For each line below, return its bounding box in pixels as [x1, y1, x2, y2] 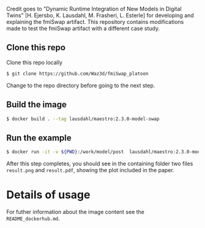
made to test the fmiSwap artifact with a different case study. [6, 25, 160, 32]
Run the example [6, 132, 72, 143]
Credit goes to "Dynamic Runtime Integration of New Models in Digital [6, 6, 182, 12]
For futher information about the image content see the [6, 208, 145, 215]
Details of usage [6, 188, 90, 202]
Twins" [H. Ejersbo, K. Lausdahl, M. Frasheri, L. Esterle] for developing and [6, 12, 194, 19]
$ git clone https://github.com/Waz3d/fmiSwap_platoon [6, 70, 149, 77]
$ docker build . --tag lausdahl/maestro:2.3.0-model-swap [6, 116, 160, 122]
